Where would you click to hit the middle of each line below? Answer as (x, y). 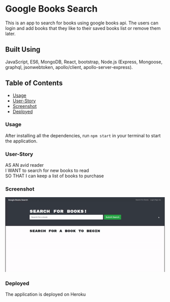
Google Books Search (51, 9)
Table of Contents (34, 83)
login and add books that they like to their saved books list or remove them (83, 28)
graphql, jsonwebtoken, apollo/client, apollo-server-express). (69, 67)
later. (11, 33)
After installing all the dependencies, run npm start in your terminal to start (83, 135)
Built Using (23, 49)
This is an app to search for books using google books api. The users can (82, 23)
